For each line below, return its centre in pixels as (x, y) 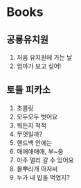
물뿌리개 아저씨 (37, 169)
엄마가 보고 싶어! (39, 66)
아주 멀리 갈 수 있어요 (45, 160)
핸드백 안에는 (34, 142)
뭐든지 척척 (31, 125)
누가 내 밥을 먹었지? (43, 177)
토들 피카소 (29, 90)
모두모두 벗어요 (37, 117)
